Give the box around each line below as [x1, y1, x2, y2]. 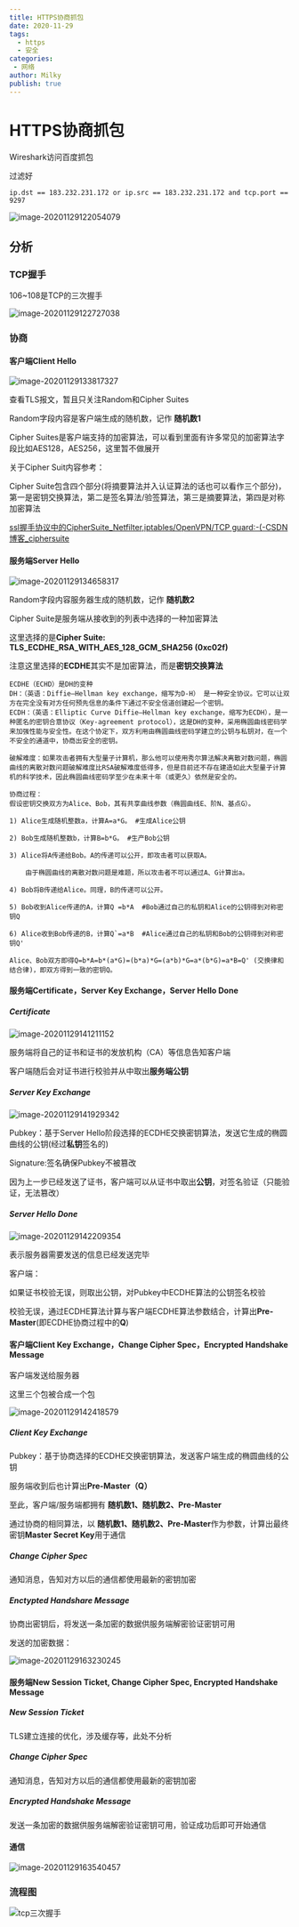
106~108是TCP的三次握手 [9, 290, 103, 301]
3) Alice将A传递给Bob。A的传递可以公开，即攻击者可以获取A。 [9, 851, 211, 859]
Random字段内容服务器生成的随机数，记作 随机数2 [9, 593, 196, 605]
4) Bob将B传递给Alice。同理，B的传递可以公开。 [9, 885, 167, 894]
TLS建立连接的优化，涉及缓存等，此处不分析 [9, 1730, 172, 1741]
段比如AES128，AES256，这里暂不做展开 [9, 443, 160, 454]
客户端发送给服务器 [9, 1370, 80, 1381]
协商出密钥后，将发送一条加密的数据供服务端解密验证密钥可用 [9, 1618, 236, 1629]
